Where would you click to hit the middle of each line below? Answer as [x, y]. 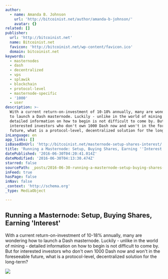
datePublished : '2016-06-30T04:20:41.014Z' [51, 154]
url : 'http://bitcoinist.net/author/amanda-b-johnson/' [74, 19]
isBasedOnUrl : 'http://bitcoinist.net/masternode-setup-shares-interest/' [85, 144]
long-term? [17, 262]
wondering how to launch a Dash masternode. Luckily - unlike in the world [82, 241]
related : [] [17, 28]
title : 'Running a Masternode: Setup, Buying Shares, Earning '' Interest [84, 149]
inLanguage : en [21, 135]
